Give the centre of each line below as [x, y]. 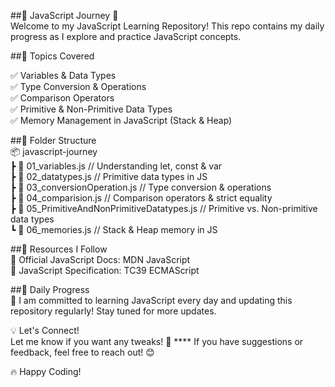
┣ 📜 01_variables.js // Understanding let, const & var [116, 166]
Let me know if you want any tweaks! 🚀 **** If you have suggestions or [157, 341]
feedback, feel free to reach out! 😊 [82, 352]
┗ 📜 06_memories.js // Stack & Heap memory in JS [114, 229]
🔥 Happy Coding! [46, 371]
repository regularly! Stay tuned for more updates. [113, 311]
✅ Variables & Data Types [63, 75]
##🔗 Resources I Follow [59, 249]
